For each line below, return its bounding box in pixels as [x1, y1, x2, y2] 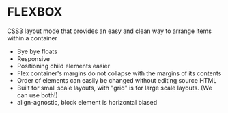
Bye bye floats [16, 47, 58, 55]
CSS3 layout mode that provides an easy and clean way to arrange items [7, 27, 212, 35]
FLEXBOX [7, 4, 63, 20]
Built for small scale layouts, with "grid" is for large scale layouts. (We [16, 84, 213, 92]
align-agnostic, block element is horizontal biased [16, 98, 158, 106]
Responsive [16, 54, 50, 62]
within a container [7, 34, 58, 42]
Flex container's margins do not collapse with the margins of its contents [16, 69, 222, 77]
